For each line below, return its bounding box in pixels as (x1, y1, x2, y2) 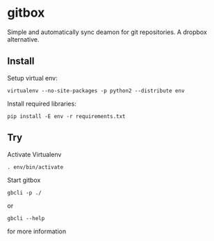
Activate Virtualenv (7, 150, 62, 158)
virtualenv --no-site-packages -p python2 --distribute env (7, 87, 186, 94)
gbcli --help (7, 215, 45, 222)
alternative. (7, 35, 40, 43)
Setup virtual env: (7, 74, 58, 82)
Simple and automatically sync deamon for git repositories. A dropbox (7, 28, 207, 36)
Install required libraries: (7, 99, 76, 108)
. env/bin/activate (7, 163, 64, 171)
